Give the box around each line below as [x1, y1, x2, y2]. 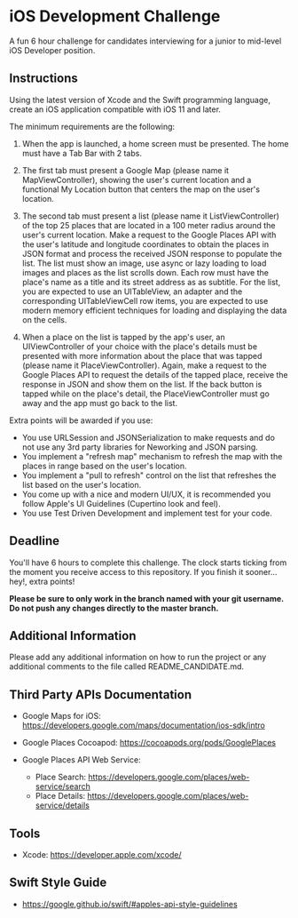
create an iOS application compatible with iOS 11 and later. [9, 104, 222, 115]
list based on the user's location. [21, 479, 142, 490]
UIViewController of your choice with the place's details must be [21, 340, 258, 352]
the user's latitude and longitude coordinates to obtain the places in [21, 238, 269, 250]
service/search [35, 781, 90, 792]
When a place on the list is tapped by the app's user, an [21, 331, 225, 342]
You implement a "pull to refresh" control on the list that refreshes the [21, 469, 277, 481]
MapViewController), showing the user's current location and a [21, 174, 252, 185]
